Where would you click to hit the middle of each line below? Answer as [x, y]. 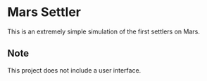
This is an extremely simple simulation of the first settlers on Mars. [104, 31]
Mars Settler [44, 12]
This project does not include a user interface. [74, 70]
